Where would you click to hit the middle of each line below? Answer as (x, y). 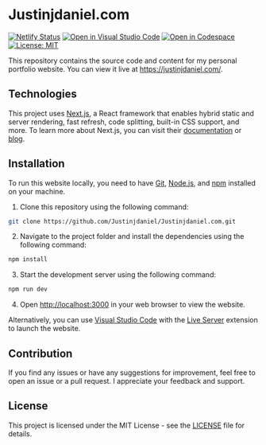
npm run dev (28, 289)
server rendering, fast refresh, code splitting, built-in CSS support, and (124, 122)
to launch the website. (44, 329)
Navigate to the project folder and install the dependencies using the (132, 236)
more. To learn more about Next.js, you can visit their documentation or (125, 130)
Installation (37, 164)
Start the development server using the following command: (118, 275)
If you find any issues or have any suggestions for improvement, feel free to (132, 373)
